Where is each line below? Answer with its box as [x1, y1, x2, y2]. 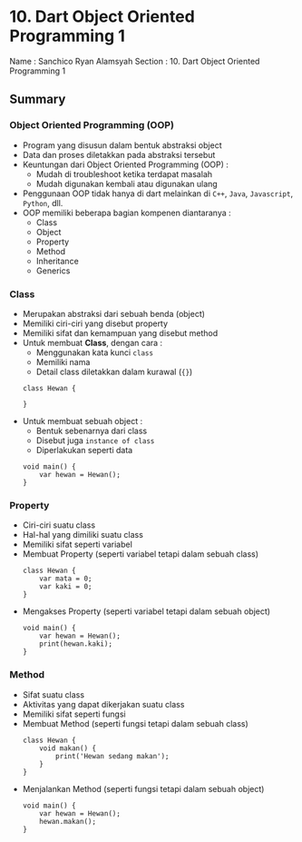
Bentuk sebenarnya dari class [35, 425, 148, 436]
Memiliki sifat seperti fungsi [22, 708, 126, 719]
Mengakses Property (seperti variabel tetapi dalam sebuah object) [22, 606, 270, 617]
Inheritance [35, 255, 79, 266]
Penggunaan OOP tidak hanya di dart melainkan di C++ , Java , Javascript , [22, 188, 293, 199]
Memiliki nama [35, 356, 91, 367]
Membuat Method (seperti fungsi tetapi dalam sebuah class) [22, 718, 249, 728]
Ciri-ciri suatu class [22, 520, 96, 530]
